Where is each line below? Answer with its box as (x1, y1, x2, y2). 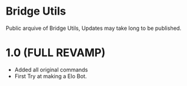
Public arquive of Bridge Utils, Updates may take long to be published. (5, 24, 182, 32)
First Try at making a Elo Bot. (14, 72, 87, 80)
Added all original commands (14, 66, 88, 73)
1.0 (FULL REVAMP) (5, 46, 106, 60)
